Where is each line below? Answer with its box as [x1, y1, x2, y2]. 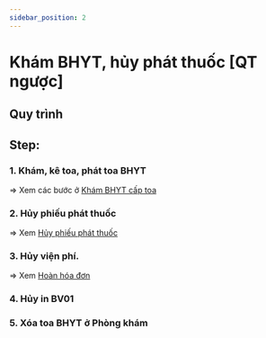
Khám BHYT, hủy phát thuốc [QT [9, 51, 258, 72]
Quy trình [9, 107, 64, 122]
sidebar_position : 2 [9, 13, 87, 22]
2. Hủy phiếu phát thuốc [9, 207, 117, 219]
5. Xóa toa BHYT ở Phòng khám [9, 316, 148, 329]
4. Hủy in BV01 [9, 293, 75, 306]
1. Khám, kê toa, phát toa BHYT [9, 164, 146, 176]
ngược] [9, 71, 64, 91]
